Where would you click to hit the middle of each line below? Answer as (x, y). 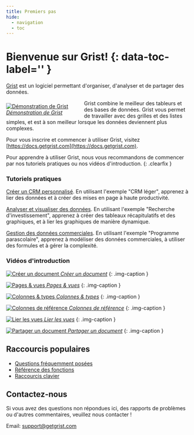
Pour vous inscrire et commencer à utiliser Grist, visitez (73, 140)
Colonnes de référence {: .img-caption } (117, 308)
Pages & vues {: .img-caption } (83, 285)
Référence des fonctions (44, 369)
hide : (13, 17)
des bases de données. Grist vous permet (135, 110)
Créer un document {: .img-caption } (104, 273)
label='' (25, 70)
